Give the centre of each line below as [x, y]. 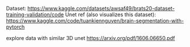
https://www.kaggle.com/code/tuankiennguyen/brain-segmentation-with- [95, 21]
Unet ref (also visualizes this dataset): [110, 15]
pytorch [15, 27]
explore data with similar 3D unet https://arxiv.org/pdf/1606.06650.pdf [91, 38]
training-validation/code [35, 15]
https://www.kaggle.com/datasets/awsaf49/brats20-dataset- [101, 8]
